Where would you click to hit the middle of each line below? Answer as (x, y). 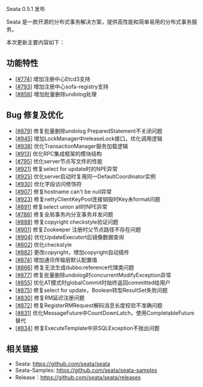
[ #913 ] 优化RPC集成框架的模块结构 (58, 153)
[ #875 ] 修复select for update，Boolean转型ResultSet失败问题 (91, 290)
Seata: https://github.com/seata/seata (62, 364)
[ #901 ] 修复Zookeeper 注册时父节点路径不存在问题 (78, 229)
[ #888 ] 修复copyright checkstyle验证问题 (67, 222)
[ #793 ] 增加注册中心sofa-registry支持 (62, 86)
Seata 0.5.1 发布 (26, 9)
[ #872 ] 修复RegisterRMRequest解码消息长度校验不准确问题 (88, 305)
